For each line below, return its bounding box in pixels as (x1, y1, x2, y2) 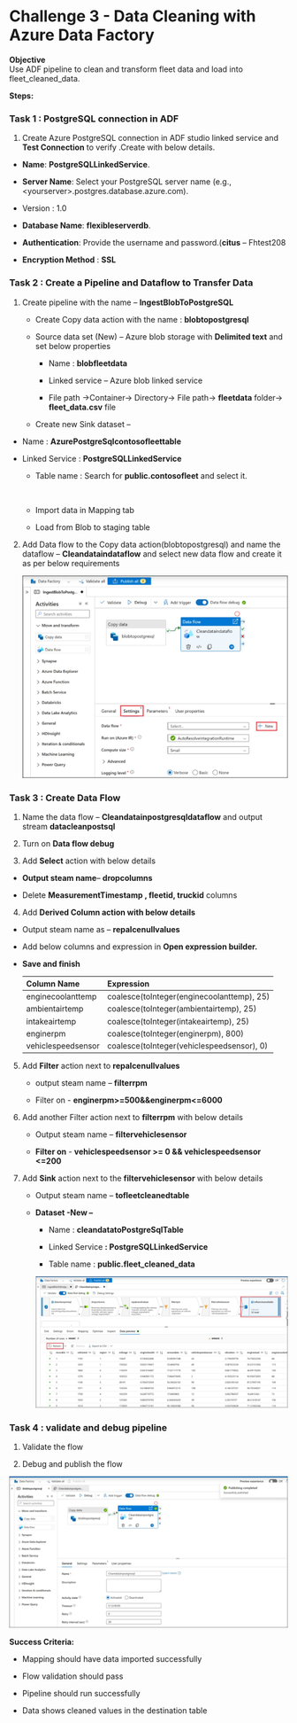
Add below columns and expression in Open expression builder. (21, 941, 258, 952)
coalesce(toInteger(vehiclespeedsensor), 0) (107, 1041, 268, 1051)
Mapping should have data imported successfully (21, 1654, 202, 1665)
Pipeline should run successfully (21, 1688, 141, 1699)
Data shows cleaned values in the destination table (21, 1705, 208, 1716)
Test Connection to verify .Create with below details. (21, 142, 216, 152)
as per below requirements (21, 557, 120, 568)
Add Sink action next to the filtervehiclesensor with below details (21, 1173, 263, 1183)
